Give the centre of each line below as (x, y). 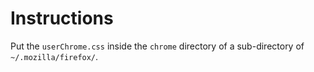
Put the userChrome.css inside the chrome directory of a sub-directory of (157, 46)
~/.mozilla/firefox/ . (54, 56)
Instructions (62, 18)
